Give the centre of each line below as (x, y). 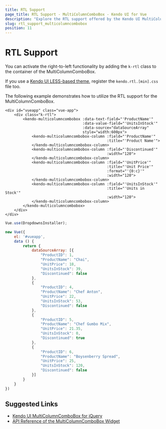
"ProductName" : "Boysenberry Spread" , (80, 356)
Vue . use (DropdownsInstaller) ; (36, 223)
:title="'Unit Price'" (130, 167)
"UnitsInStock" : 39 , (62, 269)
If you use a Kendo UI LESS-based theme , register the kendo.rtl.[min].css (82, 81)
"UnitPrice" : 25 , (58, 361)
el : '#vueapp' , (30, 237)
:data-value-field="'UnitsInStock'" (120, 124)
